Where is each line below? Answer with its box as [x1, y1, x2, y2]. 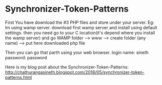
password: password [5, 54, 47, 60]
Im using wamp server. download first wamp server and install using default [5, 24, 158, 30]
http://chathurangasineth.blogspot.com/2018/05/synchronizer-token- [5, 69, 145, 75]
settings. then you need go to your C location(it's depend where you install [5, 30, 155, 35]
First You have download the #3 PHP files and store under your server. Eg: [5, 19, 155, 25]
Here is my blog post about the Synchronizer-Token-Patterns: [5, 64, 129, 70]
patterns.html [5, 74, 32, 80]
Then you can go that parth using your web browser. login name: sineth [5, 50, 149, 55]
